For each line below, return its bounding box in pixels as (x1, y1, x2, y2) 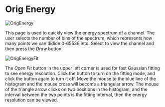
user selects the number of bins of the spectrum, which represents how (5, 35, 153, 41)
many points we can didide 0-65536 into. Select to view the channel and (5, 40, 155, 46)
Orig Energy (5, 3, 56, 15)
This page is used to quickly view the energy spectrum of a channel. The (5, 29, 155, 35)
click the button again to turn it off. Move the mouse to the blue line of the (5, 75, 156, 81)
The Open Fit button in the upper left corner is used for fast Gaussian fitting (5, 65, 161, 71)
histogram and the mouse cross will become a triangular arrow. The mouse (5, 81, 159, 87)
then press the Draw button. (5, 45, 63, 51)
